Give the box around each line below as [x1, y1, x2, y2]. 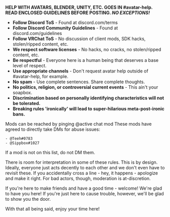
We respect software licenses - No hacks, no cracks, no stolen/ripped [12, 47, 161, 52]
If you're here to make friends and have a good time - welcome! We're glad [5, 185, 162, 191]
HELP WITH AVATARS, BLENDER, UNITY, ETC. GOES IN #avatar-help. [5, 5, 153, 10]
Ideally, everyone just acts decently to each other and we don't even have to [5, 165, 165, 170]
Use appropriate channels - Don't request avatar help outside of [12, 68, 149, 74]
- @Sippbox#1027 [5, 140, 40, 146]
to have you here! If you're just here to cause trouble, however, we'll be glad [5, 191, 164, 197]
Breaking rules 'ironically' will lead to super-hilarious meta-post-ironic [12, 106, 165, 112]
